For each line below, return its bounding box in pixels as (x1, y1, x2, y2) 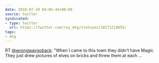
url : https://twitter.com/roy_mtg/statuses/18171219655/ (9, 25, 127, 30)
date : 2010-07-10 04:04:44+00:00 (5, 7, 73, 12)
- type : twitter (5, 20, 38, 26)
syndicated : (5, 16, 29, 21)
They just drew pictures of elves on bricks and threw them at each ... (5, 52, 142, 58)
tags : (5, 30, 16, 34)
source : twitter (5, 12, 38, 16)
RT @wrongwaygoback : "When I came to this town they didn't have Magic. (5, 47, 155, 53)
